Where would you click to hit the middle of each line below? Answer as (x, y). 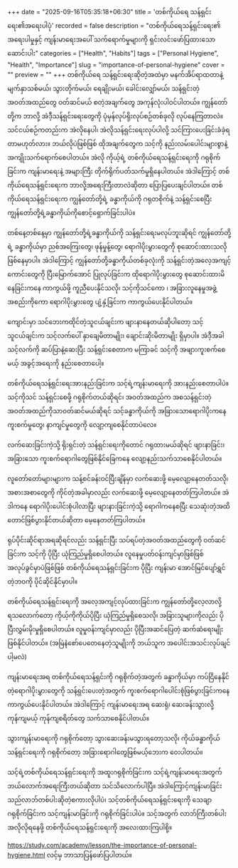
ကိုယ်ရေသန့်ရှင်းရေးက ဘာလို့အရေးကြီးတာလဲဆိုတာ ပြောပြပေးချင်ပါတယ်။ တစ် (115, 185)
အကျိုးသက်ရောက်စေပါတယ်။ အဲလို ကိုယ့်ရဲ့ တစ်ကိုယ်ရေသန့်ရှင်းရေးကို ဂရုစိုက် (114, 157)
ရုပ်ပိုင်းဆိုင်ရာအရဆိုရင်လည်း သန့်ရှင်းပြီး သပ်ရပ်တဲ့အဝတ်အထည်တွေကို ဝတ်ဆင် (117, 540)
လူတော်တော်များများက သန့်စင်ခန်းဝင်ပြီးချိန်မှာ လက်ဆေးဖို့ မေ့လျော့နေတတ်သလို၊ (118, 479)
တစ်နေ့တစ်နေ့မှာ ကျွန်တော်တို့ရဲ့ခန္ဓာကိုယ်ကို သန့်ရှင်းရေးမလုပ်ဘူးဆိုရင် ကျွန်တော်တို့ (119, 233)
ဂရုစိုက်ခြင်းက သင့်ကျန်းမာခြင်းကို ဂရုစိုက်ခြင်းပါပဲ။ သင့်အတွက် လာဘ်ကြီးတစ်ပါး (117, 813)
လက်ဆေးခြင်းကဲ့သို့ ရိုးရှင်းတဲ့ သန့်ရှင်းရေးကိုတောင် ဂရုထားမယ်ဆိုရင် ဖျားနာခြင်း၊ (116, 445)
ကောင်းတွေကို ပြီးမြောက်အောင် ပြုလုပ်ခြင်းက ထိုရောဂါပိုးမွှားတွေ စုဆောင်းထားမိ (116, 274)
